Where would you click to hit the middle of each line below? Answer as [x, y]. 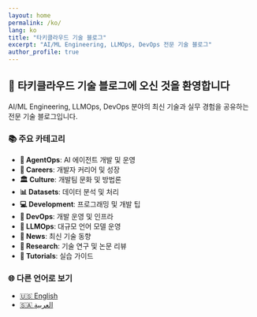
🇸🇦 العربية [36, 305]
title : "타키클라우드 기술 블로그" [58, 37]
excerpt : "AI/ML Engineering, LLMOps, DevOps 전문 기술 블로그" [110, 45]
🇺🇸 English [39, 296]
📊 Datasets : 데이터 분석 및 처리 [69, 192]
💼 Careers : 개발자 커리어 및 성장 [70, 170]
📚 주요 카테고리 [37, 139]
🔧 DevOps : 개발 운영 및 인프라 [67, 217]
